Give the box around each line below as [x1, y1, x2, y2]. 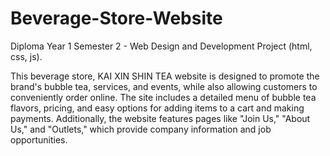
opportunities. [10, 133, 68, 146]
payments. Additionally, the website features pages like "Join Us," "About [10, 112, 311, 124]
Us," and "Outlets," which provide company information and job [10, 123, 272, 135]
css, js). [10, 50, 43, 62]
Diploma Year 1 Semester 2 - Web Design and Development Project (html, [10, 40, 313, 52]
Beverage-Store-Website [10, 7, 223, 30]
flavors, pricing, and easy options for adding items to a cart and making [10, 102, 305, 114]
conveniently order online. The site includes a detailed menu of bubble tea [10, 91, 317, 103]
